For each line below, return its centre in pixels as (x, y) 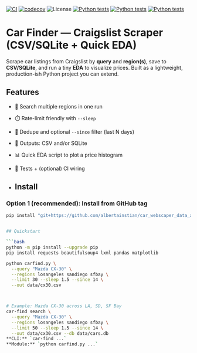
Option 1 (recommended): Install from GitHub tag (77, 203)
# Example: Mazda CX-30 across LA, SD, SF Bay (64, 306)
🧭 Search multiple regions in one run (58, 106)
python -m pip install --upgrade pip (52, 247)
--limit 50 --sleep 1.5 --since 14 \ (57, 328)
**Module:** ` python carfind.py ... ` (52, 344)
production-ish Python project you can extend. (62, 74)
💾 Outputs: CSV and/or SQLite (51, 143)
